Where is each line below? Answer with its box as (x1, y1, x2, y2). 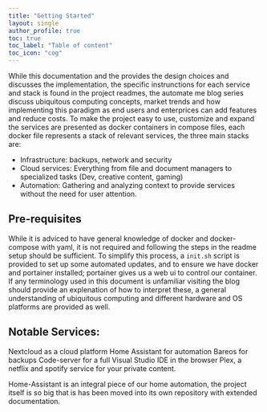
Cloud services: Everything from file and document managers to (19, 164, 233, 173)
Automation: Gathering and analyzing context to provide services (19, 181, 235, 190)
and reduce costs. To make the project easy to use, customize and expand (8, 114, 255, 123)
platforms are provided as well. (8, 302, 111, 312)
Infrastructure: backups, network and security (19, 155, 172, 165)
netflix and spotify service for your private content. (8, 363, 176, 373)
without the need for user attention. (19, 190, 138, 198)
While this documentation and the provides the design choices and (8, 71, 229, 80)
